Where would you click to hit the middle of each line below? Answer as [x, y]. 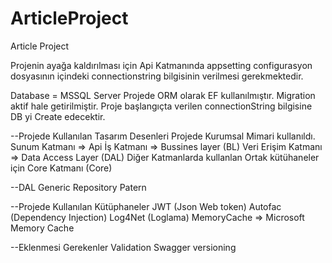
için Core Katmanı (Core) [61, 168]
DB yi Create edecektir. [58, 116]
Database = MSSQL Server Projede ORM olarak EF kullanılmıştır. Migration [163, 95]
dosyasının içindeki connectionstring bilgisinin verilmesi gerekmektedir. [157, 76]
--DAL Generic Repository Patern [78, 187]
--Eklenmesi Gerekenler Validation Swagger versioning [123, 247]
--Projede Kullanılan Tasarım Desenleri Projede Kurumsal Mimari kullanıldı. [163, 136]
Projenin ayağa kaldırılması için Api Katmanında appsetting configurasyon [161, 65]
